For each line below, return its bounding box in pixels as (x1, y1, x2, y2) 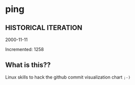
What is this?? (5, 61, 51, 69)
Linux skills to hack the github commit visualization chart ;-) (5, 74, 131, 80)
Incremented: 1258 (5, 46, 44, 52)
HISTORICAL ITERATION (5, 23, 83, 32)
